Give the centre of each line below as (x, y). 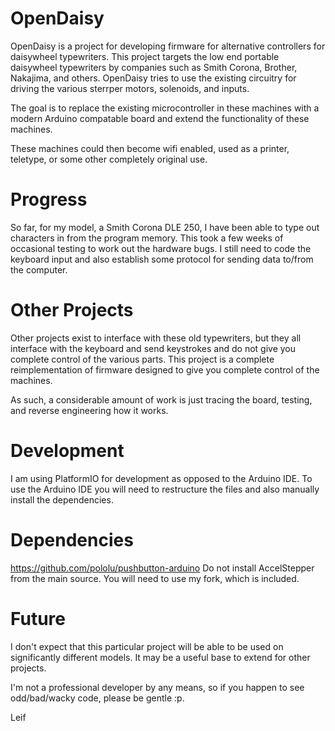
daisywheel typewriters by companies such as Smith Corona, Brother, (154, 67)
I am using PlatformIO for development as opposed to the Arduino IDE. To (161, 478)
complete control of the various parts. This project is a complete (142, 359)
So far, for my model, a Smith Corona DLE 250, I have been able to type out (165, 227)
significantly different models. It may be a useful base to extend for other (160, 657)
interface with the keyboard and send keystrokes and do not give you (153, 348)
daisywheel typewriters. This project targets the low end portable (145, 56)
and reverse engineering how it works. (89, 410)
